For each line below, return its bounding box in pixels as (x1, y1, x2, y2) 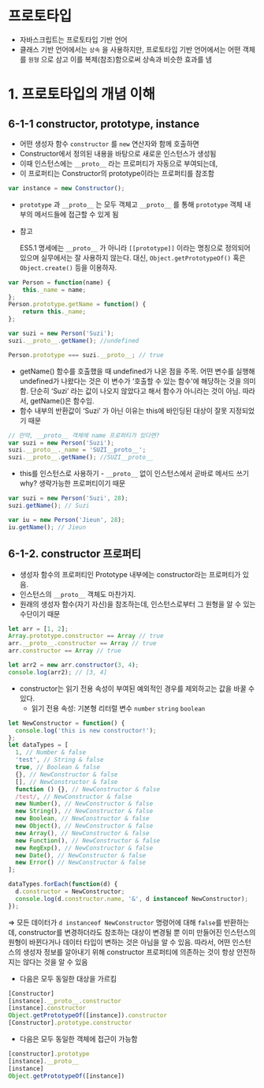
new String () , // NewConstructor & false (15, 807, 154, 816)
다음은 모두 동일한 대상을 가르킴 (19, 974, 117, 983)
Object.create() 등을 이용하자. (19, 262, 117, 272)
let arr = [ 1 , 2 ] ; (8, 625, 69, 632)
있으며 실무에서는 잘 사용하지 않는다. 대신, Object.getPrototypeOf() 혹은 (19, 253, 246, 262)
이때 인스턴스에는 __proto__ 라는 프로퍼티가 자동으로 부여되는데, (19, 159, 218, 168)
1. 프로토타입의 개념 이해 (8, 85, 156, 103)
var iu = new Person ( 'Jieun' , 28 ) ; (8, 516, 125, 523)
